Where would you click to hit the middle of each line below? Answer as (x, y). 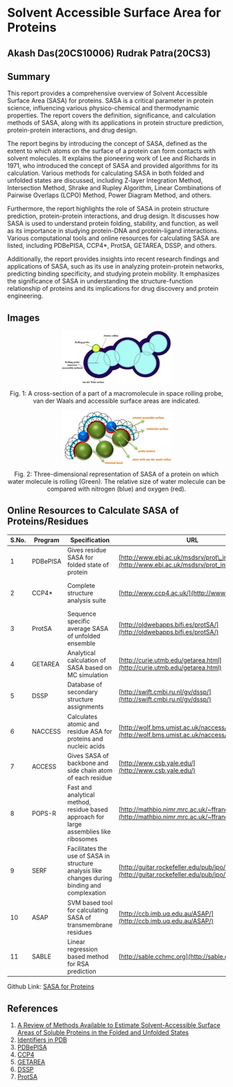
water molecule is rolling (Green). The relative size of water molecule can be (116, 481)
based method (88, 957)
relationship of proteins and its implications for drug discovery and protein (113, 289)
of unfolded (84, 636)
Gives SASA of (88, 755)
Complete (81, 586)
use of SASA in (88, 856)
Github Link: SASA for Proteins (51, 986)
